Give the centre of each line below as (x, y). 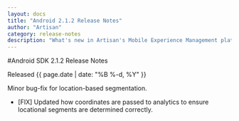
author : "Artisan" (34, 27)
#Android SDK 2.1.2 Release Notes (58, 60)
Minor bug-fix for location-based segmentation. (77, 88)
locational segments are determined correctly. (85, 110)
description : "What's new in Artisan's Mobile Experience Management (113, 41)
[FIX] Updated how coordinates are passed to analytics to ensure (113, 102)
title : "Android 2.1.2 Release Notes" (65, 21)
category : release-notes (44, 34)
